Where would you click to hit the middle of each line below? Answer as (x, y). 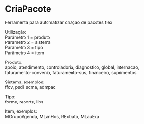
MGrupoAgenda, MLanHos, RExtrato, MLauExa (52, 116)
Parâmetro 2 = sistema (28, 42)
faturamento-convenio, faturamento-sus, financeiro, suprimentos (71, 72)
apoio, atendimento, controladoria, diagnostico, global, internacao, (72, 67)
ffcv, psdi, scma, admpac (30, 87)
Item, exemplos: (21, 111)
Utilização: (16, 32)
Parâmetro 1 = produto (28, 37)
